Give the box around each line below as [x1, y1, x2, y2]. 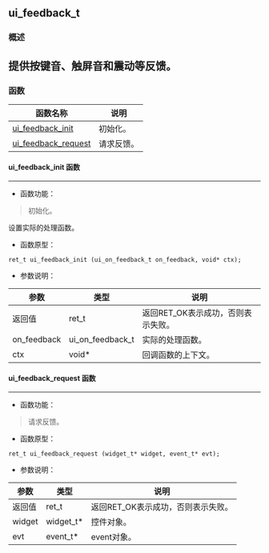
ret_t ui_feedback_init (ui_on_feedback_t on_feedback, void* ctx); [8, 256, 242, 264]
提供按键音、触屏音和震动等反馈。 [8, 59, 177, 73]
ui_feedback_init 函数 [8, 162, 81, 171]
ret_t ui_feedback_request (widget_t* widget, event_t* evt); [8, 450, 220, 459]
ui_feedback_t [8, 6, 80, 20]
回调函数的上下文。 [142, 350, 215, 361]
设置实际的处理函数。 [8, 223, 78, 233]
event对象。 [90, 531, 136, 543]
